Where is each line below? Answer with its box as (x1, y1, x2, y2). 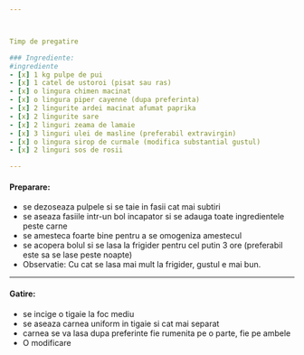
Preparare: (9, 182, 51, 192)
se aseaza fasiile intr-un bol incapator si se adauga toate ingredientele (22, 211, 285, 222)
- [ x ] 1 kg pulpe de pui (9, 70, 103, 79)
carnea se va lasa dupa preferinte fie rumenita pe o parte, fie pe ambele (22, 327, 291, 339)
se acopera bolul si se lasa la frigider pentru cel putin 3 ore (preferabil (22, 240, 283, 251)
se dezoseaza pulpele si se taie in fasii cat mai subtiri (22, 201, 221, 212)
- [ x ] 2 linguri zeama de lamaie (9, 120, 136, 129)
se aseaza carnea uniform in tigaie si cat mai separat (22, 318, 220, 329)
